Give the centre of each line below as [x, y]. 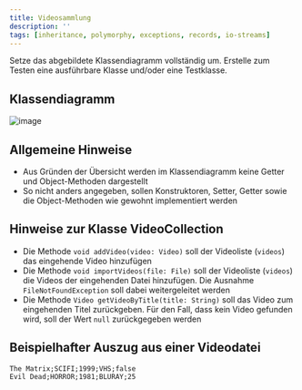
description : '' [40, 26]
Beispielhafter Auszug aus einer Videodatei [135, 348]
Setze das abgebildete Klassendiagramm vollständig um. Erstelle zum [140, 61]
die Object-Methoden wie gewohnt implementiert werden [130, 200]
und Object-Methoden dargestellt [85, 181]
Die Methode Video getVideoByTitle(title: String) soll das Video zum [158, 299]
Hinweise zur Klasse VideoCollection [117, 229]
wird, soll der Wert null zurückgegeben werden [112, 319]
